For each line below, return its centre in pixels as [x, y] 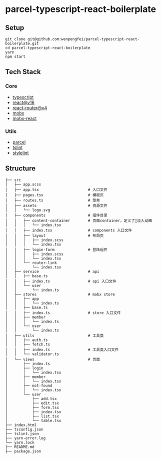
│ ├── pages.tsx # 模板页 [54, 195]
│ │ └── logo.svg [28, 210]
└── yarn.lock [20, 442]
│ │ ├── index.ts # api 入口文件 [61, 281]
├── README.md [20, 447]
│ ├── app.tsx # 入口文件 [56, 189]
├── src [13, 180]
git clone [15, 39]
